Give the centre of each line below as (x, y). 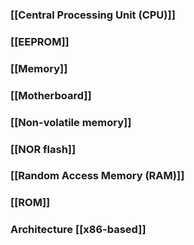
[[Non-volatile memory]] (71, 122)
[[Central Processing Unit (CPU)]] (93, 15)
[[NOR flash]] (43, 149)
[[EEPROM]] (40, 41)
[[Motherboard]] (51, 95)
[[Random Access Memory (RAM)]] (97, 176)
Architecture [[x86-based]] (78, 230)
